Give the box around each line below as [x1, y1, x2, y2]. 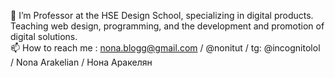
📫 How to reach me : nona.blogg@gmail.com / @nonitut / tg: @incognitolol [10, 42, 321, 54]
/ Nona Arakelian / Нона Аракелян [10, 56, 153, 68]
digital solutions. [10, 31, 78, 42]
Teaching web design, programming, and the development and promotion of [10, 20, 325, 32]
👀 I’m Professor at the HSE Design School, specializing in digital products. [10, 10, 314, 21]
